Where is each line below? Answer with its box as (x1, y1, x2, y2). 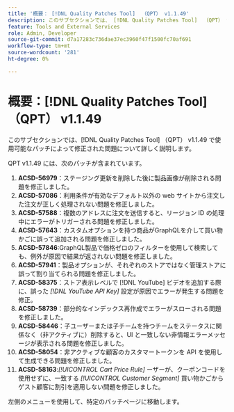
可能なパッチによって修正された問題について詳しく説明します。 (13, 144, 196, 152)
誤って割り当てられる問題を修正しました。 (17, 269, 140, 278)
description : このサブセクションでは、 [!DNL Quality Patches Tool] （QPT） (8, 17, 224, 24)
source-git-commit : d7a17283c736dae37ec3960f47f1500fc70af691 (8, 36, 192, 43)
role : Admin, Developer (8, 29, 77, 37)
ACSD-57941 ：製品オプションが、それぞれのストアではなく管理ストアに (17, 260, 226, 269)
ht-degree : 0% (8, 56, 49, 63)
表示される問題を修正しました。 (36, 339, 128, 347)
